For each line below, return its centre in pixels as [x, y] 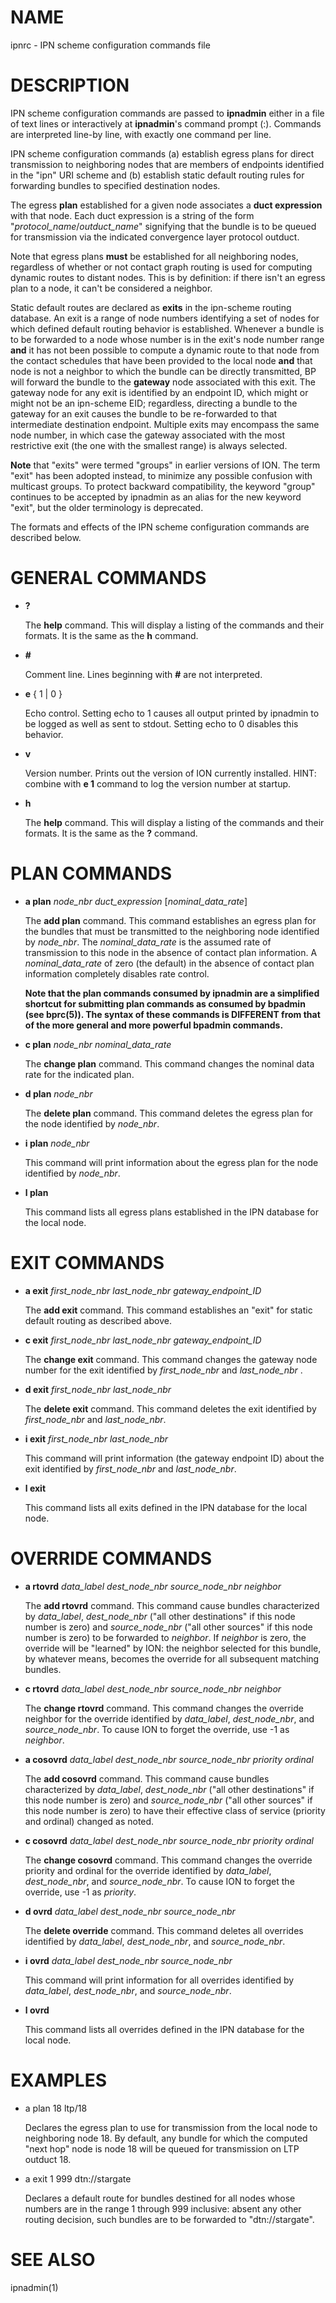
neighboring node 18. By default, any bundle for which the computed [166, 2138]
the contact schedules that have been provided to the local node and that [161, 360]
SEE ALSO [53, 2259]
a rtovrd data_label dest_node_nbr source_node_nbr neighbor [153, 1586]
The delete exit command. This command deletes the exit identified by [170, 1408]
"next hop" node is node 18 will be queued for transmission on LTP [162, 2148]
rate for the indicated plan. [79, 1074]
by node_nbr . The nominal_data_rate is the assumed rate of [148, 942]
